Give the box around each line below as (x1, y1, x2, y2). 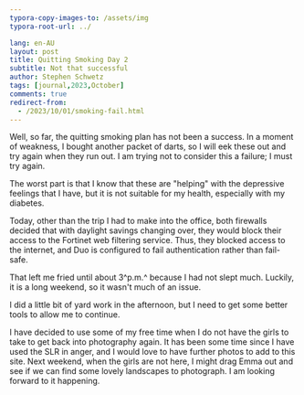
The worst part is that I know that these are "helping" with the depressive (9, 178, 285, 189)
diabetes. (9, 197, 45, 208)
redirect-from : (9, 98, 68, 107)
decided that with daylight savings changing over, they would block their (9, 225, 282, 236)
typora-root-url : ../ (9, 22, 92, 31)
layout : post (9, 47, 59, 56)
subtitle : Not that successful (9, 64, 129, 73)
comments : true (9, 89, 68, 99)
